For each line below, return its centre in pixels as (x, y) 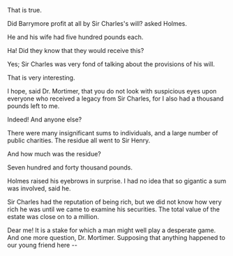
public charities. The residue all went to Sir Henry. (79, 140)
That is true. (24, 10)
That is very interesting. (41, 77)
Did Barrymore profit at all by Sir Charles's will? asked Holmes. (97, 23)
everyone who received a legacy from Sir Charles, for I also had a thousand (116, 98)
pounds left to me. (33, 106)
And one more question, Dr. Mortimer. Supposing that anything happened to (116, 238)
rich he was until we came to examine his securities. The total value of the (113, 209)
